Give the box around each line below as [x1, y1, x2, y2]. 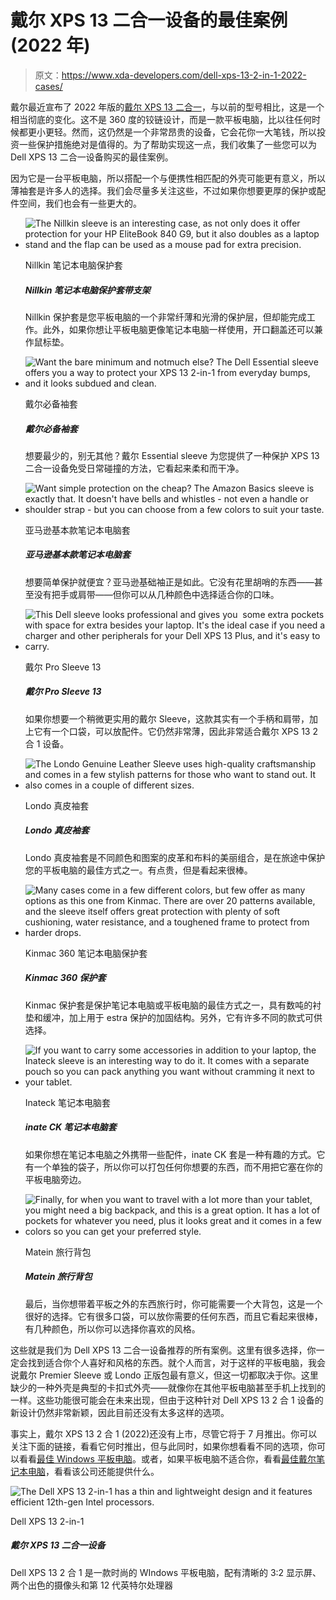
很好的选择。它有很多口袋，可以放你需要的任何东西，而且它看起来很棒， [24, 1310, 323, 1322]
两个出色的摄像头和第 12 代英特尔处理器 [10, 1579, 174, 1591]
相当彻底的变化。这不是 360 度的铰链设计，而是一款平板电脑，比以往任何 [10, 113, 313, 125]
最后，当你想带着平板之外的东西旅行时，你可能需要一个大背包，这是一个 [24, 1297, 323, 1310]
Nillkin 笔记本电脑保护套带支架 [24, 284, 151, 296]
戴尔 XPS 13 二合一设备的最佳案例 [10, 9, 288, 32]
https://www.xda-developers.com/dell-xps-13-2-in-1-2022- [61, 69, 307, 81]
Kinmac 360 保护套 [24, 972, 107, 984]
